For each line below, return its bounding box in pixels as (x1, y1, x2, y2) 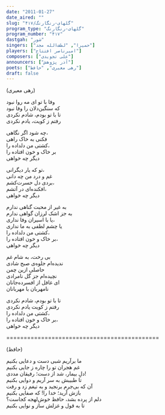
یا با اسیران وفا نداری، (6, 216, 55, 223)
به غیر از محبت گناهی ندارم (6, 204, 67, 211)
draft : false (6, 70, 39, 76)
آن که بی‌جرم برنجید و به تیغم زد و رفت (6, 383, 93, 390)
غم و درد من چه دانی (6, 172, 53, 180)
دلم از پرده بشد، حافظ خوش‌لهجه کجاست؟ (6, 396, 102, 403)
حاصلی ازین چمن (6, 266, 45, 273)
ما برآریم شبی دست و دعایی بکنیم (6, 357, 82, 365)
